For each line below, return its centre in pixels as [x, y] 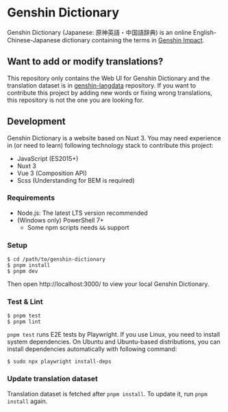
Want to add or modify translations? [85, 62]
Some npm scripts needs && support [78, 227]
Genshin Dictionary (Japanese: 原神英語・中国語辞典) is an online [99, 32]
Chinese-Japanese [34, 40]
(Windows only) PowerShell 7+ [60, 220]
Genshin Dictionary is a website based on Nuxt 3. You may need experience [114, 138]
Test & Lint [25, 302]
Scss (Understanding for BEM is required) [76, 180]
